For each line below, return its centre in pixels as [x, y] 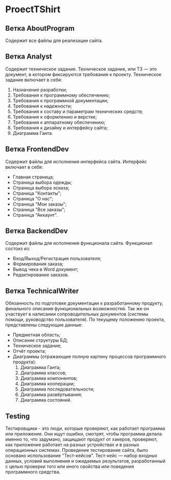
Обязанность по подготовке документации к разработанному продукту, [84, 303]
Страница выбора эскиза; [41, 188]
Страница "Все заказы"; [39, 209]
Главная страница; [33, 177]
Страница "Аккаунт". [35, 215]
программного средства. [33, 472]
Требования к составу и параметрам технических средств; [78, 111]
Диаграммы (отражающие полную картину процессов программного [89, 357]
